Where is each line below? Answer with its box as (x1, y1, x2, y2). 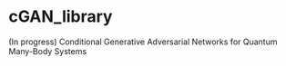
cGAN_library (8, 6, 113, 27)
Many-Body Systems (8, 45, 87, 56)
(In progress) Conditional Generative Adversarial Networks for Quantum (8, 36, 278, 47)
